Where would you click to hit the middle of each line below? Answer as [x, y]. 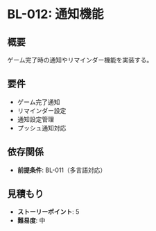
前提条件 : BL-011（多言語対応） [62, 170]
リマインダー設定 [42, 110]
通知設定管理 [35, 119]
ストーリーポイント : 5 [48, 212]
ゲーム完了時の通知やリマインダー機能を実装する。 [80, 60]
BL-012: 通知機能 [55, 14]
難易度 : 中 [31, 221]
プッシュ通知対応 [42, 128]
